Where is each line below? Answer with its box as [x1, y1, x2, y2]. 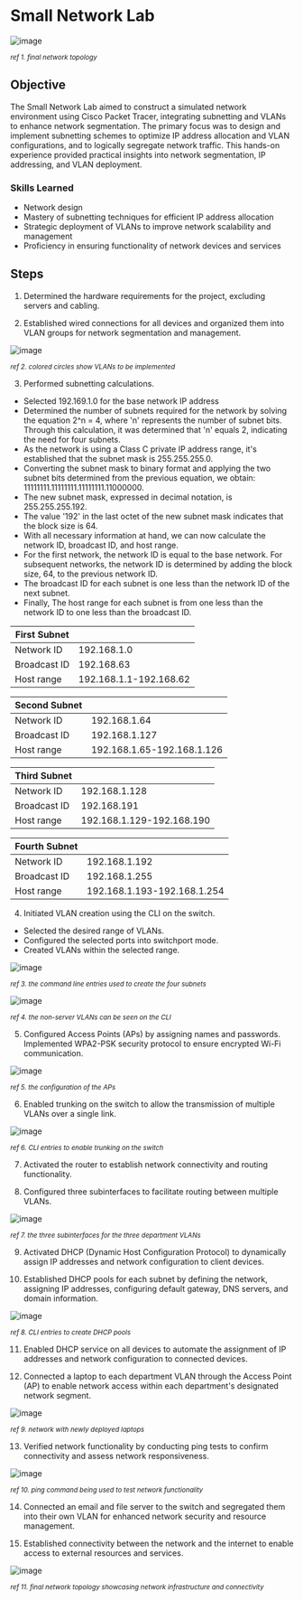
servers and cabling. [23, 300, 100, 311]
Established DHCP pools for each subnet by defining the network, [23, 1273, 269, 1284]
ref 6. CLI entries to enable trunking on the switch [10, 1143, 164, 1152]
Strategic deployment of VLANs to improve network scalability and [23, 221, 271, 232]
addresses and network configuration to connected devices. [23, 1353, 248, 1364]
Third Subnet [14, 769, 73, 782]
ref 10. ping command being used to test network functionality [10, 1485, 204, 1494]
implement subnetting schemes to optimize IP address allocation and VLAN [10, 130, 290, 141]
